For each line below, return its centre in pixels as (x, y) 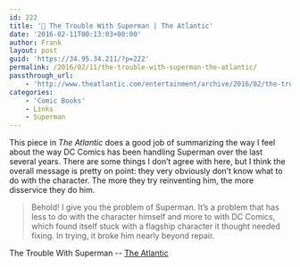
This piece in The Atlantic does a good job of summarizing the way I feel (142, 143)
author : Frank (36, 42)
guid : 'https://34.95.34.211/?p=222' (79, 59)
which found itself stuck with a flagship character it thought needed (155, 226)
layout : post (33, 51)
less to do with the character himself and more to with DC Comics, (153, 217)
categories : (31, 92)
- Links (39, 109)
